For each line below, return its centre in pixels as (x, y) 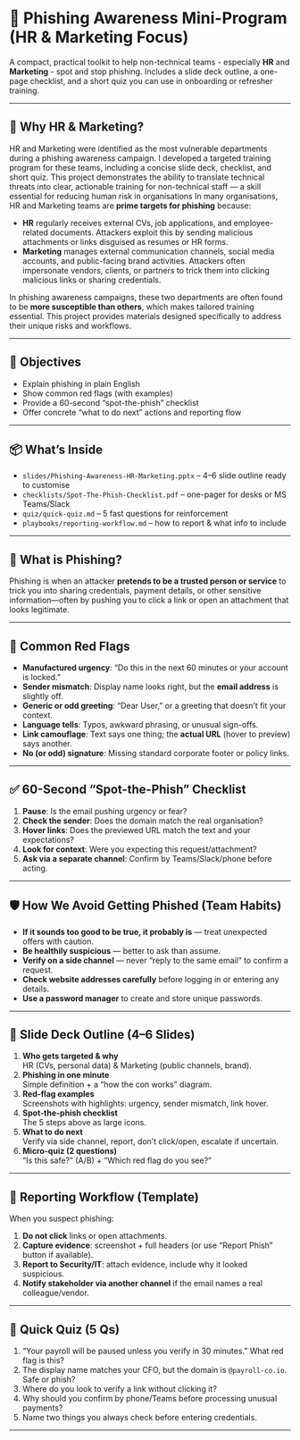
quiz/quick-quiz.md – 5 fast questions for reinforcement (125, 514)
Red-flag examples (58, 1094)
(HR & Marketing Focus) (99, 37)
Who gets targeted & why (70, 1056)
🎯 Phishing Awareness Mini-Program (148, 18)
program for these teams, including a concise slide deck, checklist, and (141, 167)
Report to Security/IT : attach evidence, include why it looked (135, 1265)
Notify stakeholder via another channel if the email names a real (142, 1284)
